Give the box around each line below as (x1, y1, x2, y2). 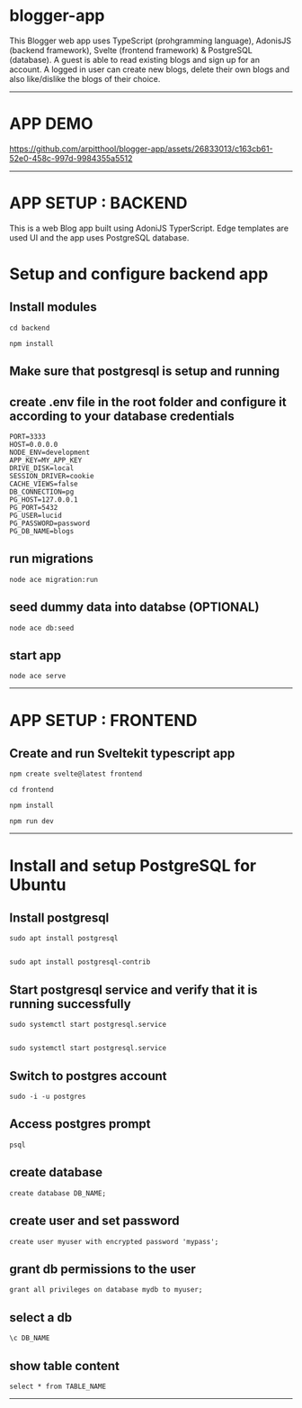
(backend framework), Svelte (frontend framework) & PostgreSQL (9, 44, 253, 55)
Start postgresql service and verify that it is (9, 982, 258, 997)
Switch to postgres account (9, 1068, 168, 1084)
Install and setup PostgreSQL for (9, 855, 257, 876)
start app (9, 648, 62, 663)
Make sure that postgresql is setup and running (9, 364, 280, 379)
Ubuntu (9, 875, 67, 895)
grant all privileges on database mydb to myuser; (9, 1285, 203, 1294)
